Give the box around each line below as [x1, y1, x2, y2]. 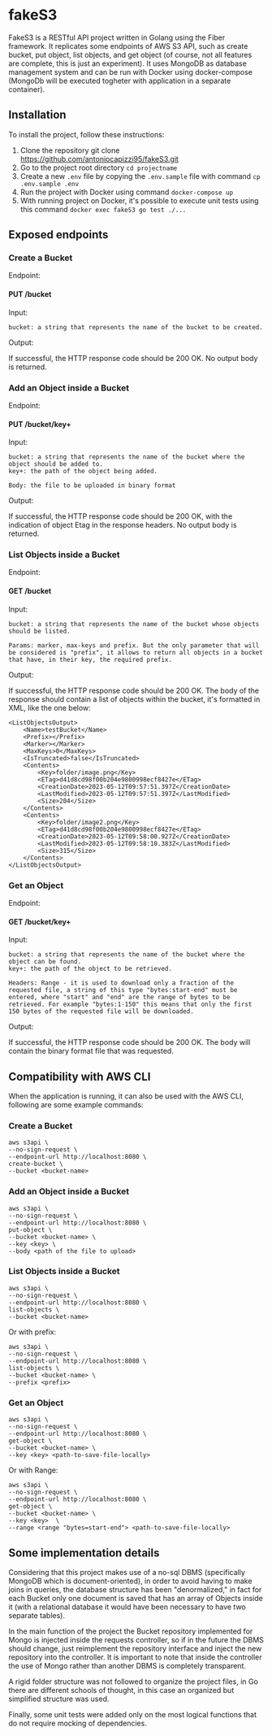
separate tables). [8, 1610, 65, 1620]
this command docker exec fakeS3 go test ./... [19, 204, 187, 214]
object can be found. [8, 958, 82, 966]
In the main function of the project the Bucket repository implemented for [8, 1626, 253, 1636]
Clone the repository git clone [19, 145, 120, 155]
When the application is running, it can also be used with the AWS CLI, [8, 1091, 244, 1101]
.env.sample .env [19, 180, 80, 188]
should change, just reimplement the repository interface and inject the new [8, 1643, 262, 1653]
